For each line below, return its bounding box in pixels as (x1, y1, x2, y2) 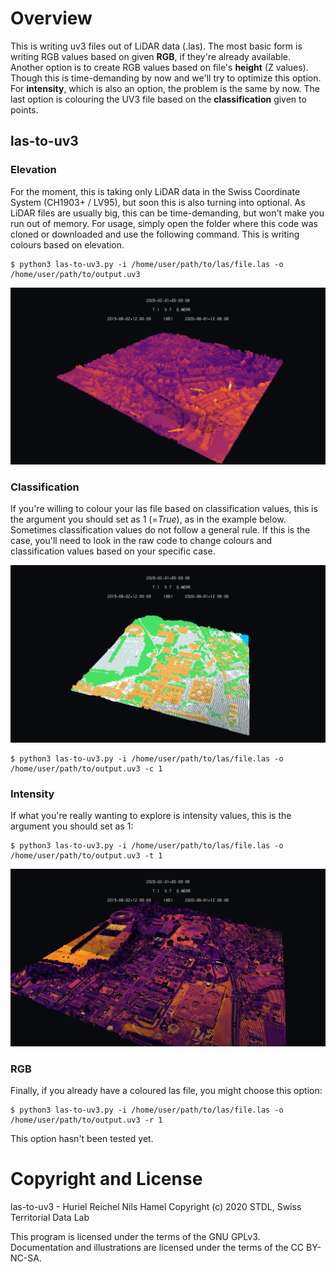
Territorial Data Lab (10, 1211, 90, 1223)
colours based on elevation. (10, 238, 125, 251)
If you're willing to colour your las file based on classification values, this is (10, 503, 318, 515)
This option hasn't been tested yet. (10, 1133, 154, 1145)
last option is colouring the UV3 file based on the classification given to (10, 93, 307, 105)
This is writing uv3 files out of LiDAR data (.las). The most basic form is (10, 40, 303, 52)
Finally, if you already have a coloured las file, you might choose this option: (10, 1085, 323, 1097)
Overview (10, 7, 93, 30)
